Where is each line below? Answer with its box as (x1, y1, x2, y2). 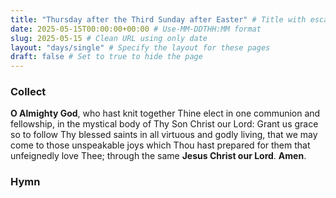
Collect (10, 85, 47, 99)
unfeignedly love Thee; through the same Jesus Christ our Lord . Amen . (10, 150, 307, 162)
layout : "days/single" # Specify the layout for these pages (10, 42, 271, 53)
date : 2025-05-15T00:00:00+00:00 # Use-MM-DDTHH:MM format (10, 24, 262, 34)
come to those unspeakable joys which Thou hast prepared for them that (10, 139, 311, 151)
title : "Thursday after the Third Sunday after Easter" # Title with (10, 14, 307, 25)
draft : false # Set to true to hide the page (10, 52, 203, 62)
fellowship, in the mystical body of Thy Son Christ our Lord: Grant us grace (10, 118, 319, 130)
